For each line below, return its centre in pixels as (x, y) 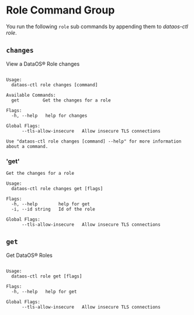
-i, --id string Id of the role (53, 209)
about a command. (27, 146)
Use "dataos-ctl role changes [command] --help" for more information (94, 141)
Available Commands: (31, 95)
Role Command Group (60, 10)
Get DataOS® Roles (29, 255)
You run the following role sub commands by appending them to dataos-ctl (97, 26)
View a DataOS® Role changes (43, 64)
